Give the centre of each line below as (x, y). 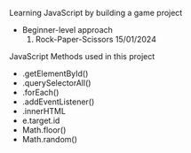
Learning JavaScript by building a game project (96, 13)
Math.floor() (44, 130)
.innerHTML (44, 111)
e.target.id (41, 120)
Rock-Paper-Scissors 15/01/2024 (96, 39)
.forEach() (40, 92)
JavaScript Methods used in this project (82, 56)
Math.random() (50, 139)
